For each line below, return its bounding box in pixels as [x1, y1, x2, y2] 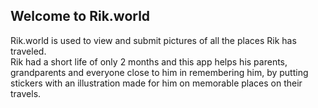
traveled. [10, 45, 47, 57]
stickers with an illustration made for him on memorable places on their [10, 77, 303, 89]
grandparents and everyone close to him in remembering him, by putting [10, 66, 309, 78]
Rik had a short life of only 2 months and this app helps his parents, [10, 55, 288, 68]
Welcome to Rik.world [10, 8, 151, 25]
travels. [10, 87, 42, 99]
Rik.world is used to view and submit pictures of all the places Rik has [10, 34, 297, 46]
